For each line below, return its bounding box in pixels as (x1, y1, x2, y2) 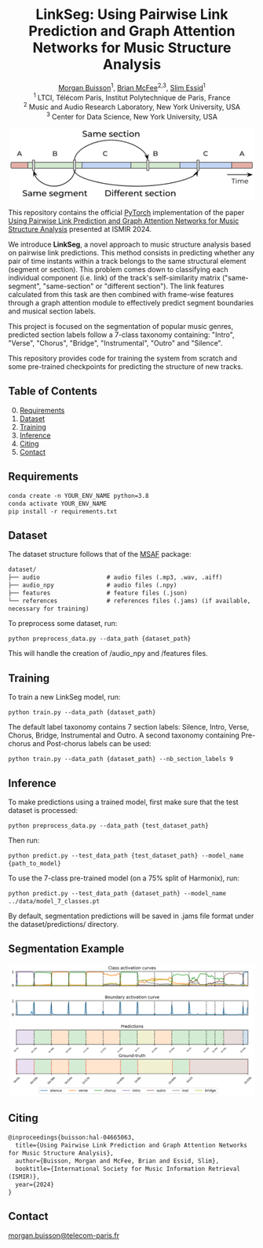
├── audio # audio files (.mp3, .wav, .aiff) (8, 573, 223, 582)
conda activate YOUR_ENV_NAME (8, 500, 108, 507)
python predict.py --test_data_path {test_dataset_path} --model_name (8, 852, 244, 860)
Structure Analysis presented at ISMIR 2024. (8, 225, 152, 234)
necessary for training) (8, 605, 89, 613)
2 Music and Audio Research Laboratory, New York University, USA (23, 101, 241, 112)
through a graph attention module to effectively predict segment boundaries (8, 298, 254, 308)
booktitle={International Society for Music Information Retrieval (15, 1165, 241, 1173)
